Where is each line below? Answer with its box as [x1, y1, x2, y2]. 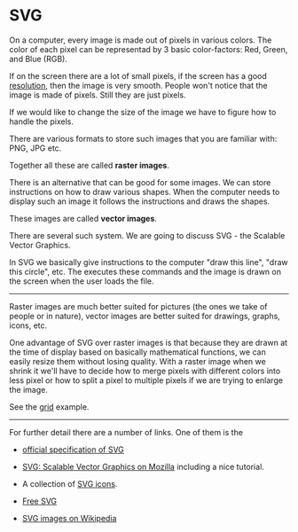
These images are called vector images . [9, 213, 158, 223]
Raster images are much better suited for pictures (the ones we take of [9, 301, 268, 311]
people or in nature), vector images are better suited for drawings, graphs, [9, 310, 281, 321]
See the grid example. [9, 401, 90, 412]
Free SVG [21, 496, 58, 506]
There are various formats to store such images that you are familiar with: [9, 133, 278, 144]
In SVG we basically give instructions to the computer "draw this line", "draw [9, 256, 288, 267]
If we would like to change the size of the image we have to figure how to [9, 106, 277, 117]
